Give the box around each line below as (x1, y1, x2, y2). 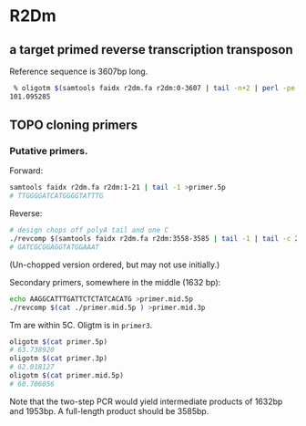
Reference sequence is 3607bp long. (9, 66, 148, 77)
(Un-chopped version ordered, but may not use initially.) (9, 259, 220, 270)
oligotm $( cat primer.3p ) (9, 354, 107, 363)
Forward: (9, 165, 44, 176)
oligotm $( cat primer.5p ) (9, 337, 107, 347)
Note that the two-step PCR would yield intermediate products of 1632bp (9, 396, 283, 407)
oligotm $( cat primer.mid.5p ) (9, 371, 125, 380)
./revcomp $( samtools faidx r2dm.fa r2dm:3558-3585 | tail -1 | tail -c (9, 234, 291, 244)
